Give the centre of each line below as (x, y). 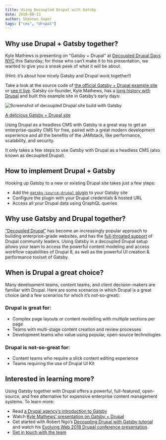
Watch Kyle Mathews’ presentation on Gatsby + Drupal (68, 416)
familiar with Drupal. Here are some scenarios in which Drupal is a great (78, 290)
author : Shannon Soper (28, 19)
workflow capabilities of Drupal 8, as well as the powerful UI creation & (77, 251)
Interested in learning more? (50, 379)
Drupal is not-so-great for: (38, 347)
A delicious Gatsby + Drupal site (38, 115)
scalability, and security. (30, 141)
